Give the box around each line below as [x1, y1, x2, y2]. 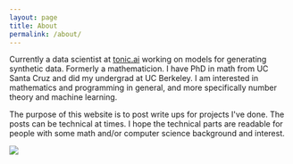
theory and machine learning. [9, 92, 118, 102]
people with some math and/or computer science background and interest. [9, 128, 286, 139]
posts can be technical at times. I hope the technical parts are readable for [9, 119, 283, 129]
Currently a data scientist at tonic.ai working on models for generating [9, 54, 267, 65]
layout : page [9, 12, 58, 22]
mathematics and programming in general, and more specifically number [9, 82, 277, 94]
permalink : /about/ [9, 29, 82, 38]
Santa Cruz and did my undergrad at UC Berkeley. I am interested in [9, 73, 259, 84]
